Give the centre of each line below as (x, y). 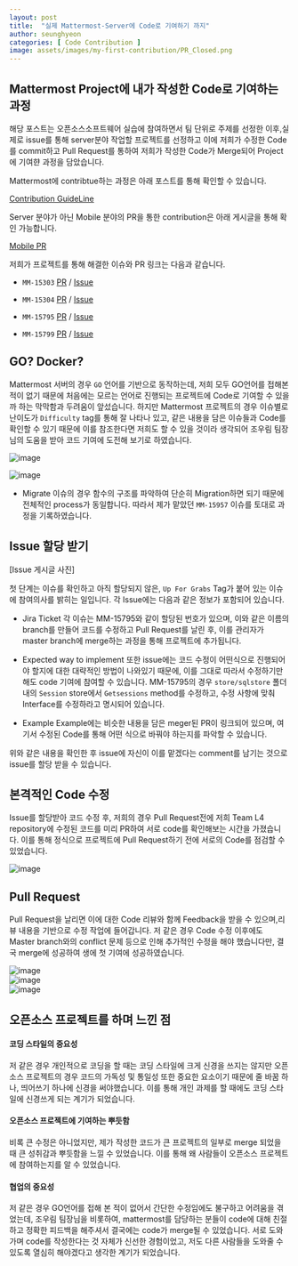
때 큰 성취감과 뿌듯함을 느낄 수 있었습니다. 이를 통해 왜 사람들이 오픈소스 (133, 1153)
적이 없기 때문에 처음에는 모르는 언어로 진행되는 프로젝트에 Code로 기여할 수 (141, 395)
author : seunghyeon (45, 34)
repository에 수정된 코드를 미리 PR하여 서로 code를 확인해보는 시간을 (130, 829)
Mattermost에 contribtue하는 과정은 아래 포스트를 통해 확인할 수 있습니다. (138, 181)
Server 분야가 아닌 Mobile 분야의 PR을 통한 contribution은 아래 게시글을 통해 (144, 217)
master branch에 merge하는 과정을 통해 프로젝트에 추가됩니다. (132, 641)
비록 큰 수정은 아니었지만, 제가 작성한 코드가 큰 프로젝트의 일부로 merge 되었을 (145, 1142)
